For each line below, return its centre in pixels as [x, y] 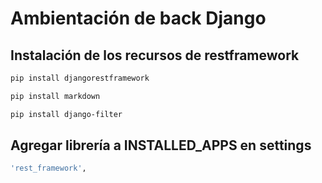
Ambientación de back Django [138, 18]
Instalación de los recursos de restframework [155, 55]
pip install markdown [55, 96]
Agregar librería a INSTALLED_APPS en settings [161, 145]
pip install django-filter [66, 114]
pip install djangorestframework [80, 78]
